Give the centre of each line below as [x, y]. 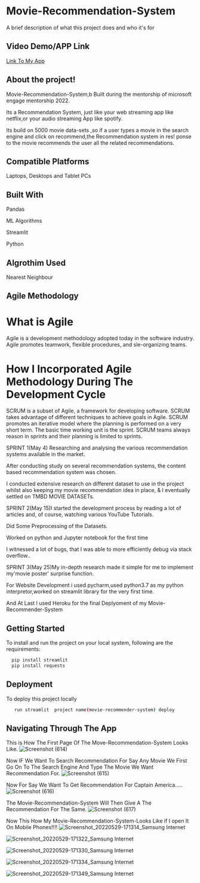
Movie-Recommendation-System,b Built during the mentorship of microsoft [99, 94]
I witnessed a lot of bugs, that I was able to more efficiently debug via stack [99, 550]
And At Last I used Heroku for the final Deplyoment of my [77, 603]
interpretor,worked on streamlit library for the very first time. [80, 591]
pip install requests [39, 666]
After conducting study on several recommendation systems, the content [96, 466]
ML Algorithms [24, 221]
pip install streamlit [40, 660]
